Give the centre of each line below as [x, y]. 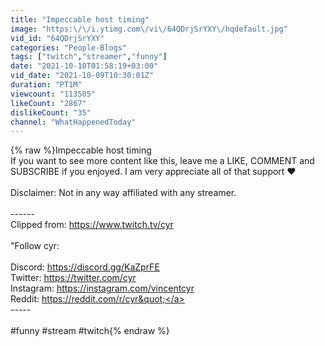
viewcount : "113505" [53, 94]
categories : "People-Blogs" [69, 47]
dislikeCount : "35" [51, 112]
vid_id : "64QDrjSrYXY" [57, 38]
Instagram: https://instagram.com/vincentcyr [102, 288]
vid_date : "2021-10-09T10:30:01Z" [82, 76]
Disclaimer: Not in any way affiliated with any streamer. [123, 193]
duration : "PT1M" [46, 85]
